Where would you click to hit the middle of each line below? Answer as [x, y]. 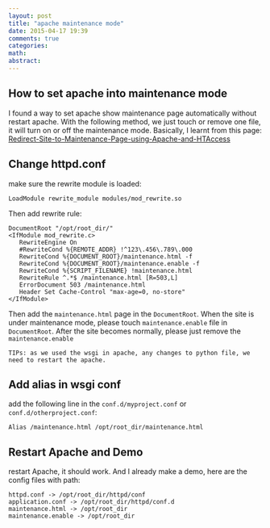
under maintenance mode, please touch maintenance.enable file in [118, 322]
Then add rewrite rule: [45, 213]
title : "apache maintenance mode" [66, 23]
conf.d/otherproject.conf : [53, 413]
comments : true [34, 38]
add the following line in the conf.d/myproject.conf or [98, 404]
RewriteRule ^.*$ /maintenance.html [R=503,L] [99, 278]
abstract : [25, 61]
